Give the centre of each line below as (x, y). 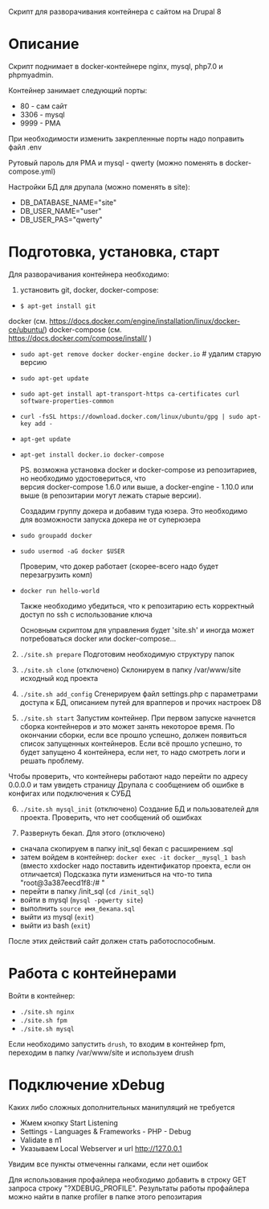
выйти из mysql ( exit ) (57, 916)
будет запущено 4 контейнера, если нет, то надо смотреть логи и (133, 752)
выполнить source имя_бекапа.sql (77, 908)
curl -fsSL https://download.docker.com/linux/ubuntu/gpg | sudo (131, 416)
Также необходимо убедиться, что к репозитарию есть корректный (137, 605)
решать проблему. (52, 760)
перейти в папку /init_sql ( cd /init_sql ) (87, 891)
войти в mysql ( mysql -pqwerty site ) (82, 900)
